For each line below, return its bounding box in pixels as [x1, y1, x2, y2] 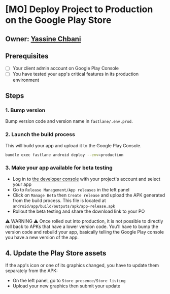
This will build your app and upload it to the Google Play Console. [5, 142, 142, 148]
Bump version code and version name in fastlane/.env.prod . [5, 118, 133, 124]
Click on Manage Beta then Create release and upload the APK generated [12, 192, 165, 198]
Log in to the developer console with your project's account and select [12, 176, 161, 182]
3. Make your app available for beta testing [5, 164, 113, 171]
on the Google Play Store [5, 14, 112, 26]
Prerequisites [5, 52, 49, 60]
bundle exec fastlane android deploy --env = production [5, 152, 124, 157]
